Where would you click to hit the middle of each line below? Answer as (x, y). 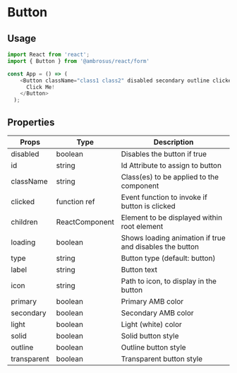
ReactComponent (85, 222)
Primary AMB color (152, 301)
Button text (139, 269)
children (24, 222)
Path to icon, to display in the (169, 281)
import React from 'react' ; (49, 54)
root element (142, 226)
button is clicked (148, 206)
